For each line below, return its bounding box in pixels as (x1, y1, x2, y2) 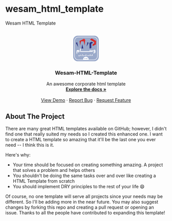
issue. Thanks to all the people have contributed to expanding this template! (5, 210, 165, 216)
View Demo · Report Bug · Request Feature (40, 97, 132, 103)
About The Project (5, 112, 65, 121)
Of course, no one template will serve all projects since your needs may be (5, 193, 163, 200)
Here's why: (5, 152, 31, 158)
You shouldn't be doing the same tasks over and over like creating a (12, 172, 156, 179)
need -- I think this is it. (5, 142, 55, 148)
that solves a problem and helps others (12, 167, 95, 173)
